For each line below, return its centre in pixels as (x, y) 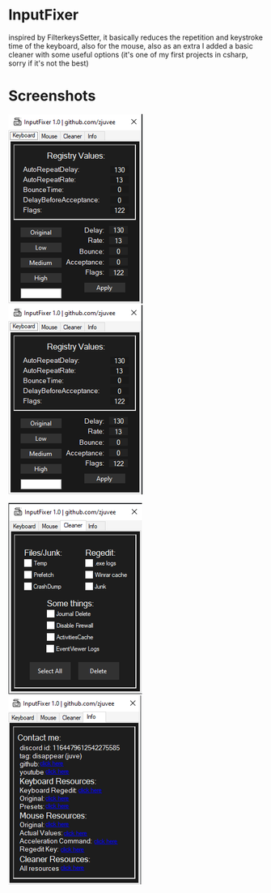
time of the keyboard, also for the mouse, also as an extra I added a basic (131, 45)
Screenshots (52, 96)
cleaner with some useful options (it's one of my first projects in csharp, (128, 54)
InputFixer (44, 15)
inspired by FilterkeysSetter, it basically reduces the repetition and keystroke (135, 37)
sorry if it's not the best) (49, 63)
